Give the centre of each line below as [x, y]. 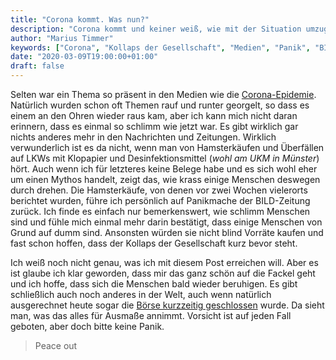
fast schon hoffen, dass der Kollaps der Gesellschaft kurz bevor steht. [154, 243]
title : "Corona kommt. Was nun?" [80, 19]
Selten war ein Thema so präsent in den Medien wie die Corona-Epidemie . [163, 94]
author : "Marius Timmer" [62, 38]
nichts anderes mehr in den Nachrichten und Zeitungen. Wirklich [143, 137]
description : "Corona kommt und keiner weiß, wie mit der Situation [156, 29]
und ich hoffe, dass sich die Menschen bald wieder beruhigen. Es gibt [154, 284]
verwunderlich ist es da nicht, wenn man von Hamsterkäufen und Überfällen [167, 147]
